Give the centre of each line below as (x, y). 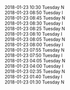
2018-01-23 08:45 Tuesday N (35, 18)
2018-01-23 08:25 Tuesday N (35, 29)
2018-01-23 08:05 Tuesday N (35, 39)
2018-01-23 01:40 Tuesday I (33, 77)
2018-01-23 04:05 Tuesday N (35, 61)
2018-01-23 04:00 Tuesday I (34, 66)
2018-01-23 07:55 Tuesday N (34, 50)
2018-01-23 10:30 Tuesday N (34, 7)
